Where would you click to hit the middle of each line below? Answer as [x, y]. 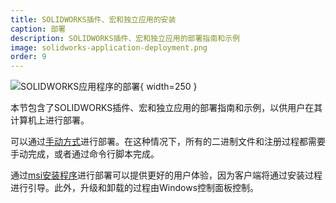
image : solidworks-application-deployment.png [109, 47]
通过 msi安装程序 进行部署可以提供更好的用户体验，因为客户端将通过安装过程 [166, 175]
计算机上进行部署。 [50, 120]
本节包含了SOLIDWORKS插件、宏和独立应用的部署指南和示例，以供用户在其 [166, 108]
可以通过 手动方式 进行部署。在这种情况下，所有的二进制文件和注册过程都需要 [168, 142]
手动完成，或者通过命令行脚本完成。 [85, 154]
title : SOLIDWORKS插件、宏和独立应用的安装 [93, 19]
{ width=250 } [168, 87]
